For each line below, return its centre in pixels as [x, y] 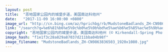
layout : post [19, 10]
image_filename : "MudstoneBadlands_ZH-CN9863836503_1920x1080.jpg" [77, 42]
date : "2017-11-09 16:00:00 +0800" [44, 19]
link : [11, 28]
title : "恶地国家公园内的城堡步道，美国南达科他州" [54, 14]
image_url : [16, 24]
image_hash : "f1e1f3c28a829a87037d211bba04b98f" [57, 38]
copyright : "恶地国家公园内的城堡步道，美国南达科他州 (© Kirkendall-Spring [79, 33]
